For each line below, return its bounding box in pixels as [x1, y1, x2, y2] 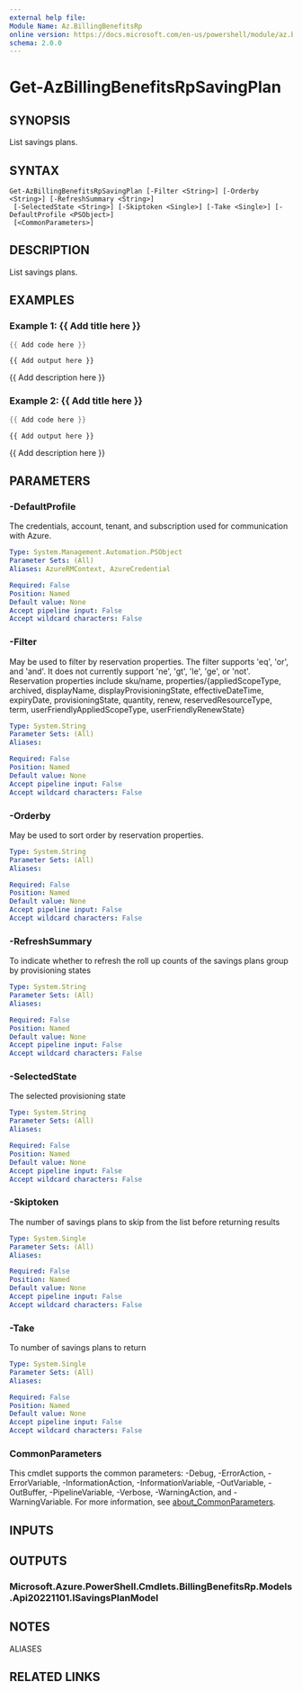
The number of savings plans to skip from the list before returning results [9, 1216, 280, 1227]
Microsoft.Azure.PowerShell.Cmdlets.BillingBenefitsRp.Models [9, 1580, 293, 1593]
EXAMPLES [9, 293, 75, 308]
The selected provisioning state [9, 1091, 126, 1102]
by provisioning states [9, 965, 92, 976]
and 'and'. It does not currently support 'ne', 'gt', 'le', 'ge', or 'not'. [9, 666, 251, 677]
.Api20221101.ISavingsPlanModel [9, 1592, 159, 1605]
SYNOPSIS [9, 113, 71, 128]
